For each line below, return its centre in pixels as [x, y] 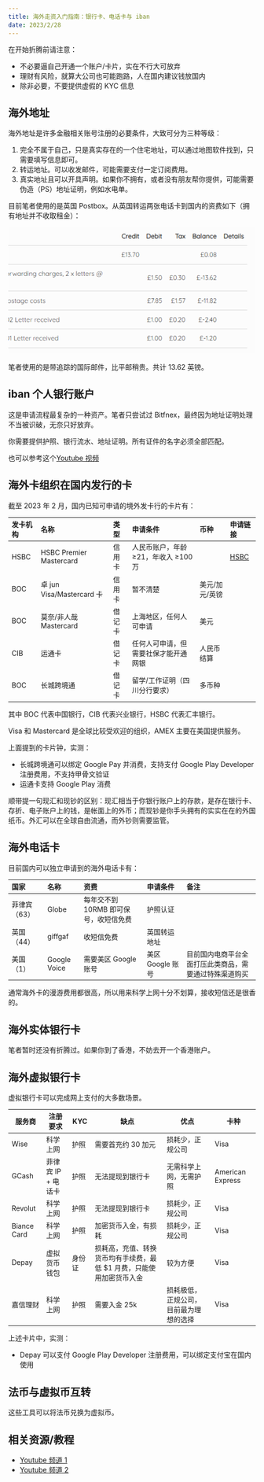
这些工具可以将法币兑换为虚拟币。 [63, 1413]
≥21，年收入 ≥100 [163, 557]
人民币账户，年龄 [160, 547]
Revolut [24, 1208]
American [230, 1171]
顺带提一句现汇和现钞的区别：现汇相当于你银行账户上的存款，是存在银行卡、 [132, 800]
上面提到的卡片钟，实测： [49, 747]
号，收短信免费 [108, 920]
